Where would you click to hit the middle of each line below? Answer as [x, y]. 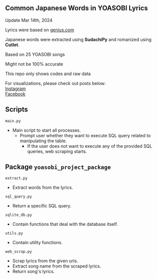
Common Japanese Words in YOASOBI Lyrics [77, 8]
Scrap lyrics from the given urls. [45, 261]
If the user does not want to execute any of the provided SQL [90, 146]
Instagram [15, 89]
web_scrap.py [19, 252]
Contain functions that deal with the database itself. [65, 224]
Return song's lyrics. [34, 272]
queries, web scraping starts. [57, 151]
